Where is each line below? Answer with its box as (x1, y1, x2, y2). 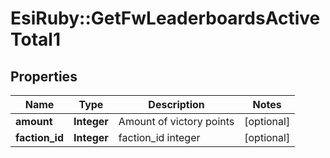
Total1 (10, 28, 61, 51)
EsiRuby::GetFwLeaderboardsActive (10, 7, 321, 30)
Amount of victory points (118, 115, 235, 128)
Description (148, 98, 205, 111)
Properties (10, 68, 78, 85)
